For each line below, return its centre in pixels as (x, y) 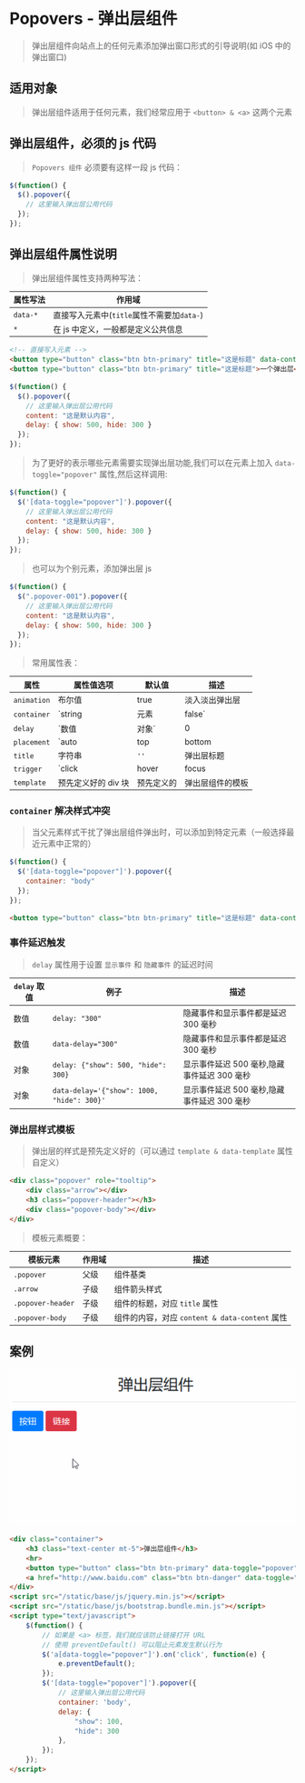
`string (70, 714)
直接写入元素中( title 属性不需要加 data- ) (128, 315)
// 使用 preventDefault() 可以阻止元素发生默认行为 (132, 1645)
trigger (28, 769)
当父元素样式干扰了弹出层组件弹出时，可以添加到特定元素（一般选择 (159, 832)
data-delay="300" (85, 1045)
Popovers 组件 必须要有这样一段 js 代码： (107, 167)
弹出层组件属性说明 (63, 254)
